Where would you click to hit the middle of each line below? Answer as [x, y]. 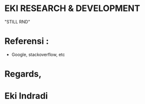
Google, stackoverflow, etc [38, 54]
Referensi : [27, 41]
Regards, [23, 74]
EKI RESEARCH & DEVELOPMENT [72, 8]
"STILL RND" [17, 22]
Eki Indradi [26, 96]
